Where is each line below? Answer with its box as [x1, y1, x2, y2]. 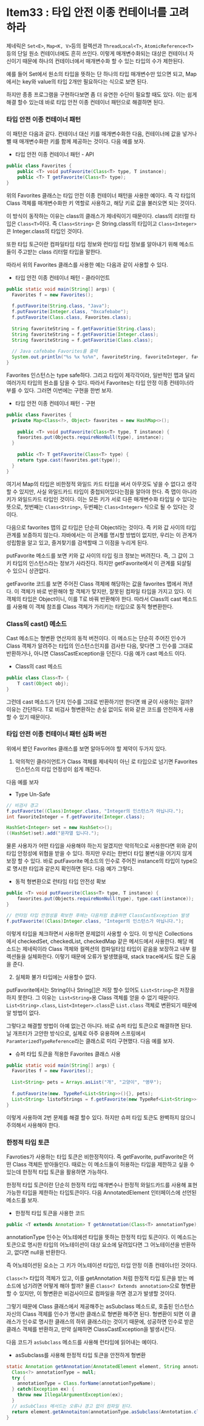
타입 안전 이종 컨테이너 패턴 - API [15, 150, 94, 158]
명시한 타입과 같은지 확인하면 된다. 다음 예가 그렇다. [12, 865, 134, 872]
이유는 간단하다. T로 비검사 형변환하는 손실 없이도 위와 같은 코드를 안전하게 [6, 705, 183, 713]
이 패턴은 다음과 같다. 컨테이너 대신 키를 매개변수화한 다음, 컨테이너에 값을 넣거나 [6, 130, 197, 138]
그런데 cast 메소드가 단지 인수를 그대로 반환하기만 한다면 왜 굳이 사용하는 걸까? [6, 698, 193, 705]
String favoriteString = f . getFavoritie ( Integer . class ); [12, 331, 159, 337]
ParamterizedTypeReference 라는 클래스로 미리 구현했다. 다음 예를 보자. [6, 1037, 175, 1045]
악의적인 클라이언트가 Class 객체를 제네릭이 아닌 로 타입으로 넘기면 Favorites [15, 758, 198, 765]
